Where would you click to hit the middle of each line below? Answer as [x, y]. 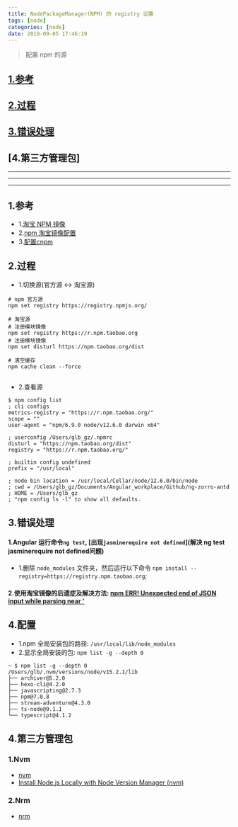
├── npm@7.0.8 [29, 697]
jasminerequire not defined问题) [56, 551]
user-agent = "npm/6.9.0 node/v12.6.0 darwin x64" [84, 425]
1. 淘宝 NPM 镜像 [42, 224]
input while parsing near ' [46, 601]
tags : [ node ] [27, 21]
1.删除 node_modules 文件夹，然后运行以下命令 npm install [103, 568]
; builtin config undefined [49, 462]
